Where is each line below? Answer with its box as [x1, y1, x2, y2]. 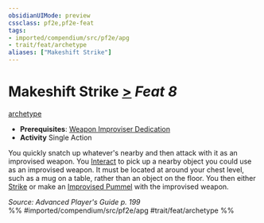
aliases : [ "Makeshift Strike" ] [8, 48, 112, 56]
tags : [8, 26, 26, 34]
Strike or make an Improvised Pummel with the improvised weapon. [8, 182, 229, 191]
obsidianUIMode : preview [8, 11, 91, 20]
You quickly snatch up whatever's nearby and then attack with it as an [8, 148, 239, 157]
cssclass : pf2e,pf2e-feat [8, 19, 94, 27]
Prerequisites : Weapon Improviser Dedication [19, 124, 171, 133]
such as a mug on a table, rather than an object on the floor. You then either [8, 173, 256, 183]
